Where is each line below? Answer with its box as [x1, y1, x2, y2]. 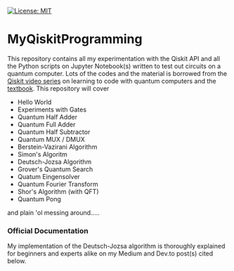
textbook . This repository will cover [7, 84, 110, 93]
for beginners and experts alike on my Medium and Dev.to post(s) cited [7, 249, 214, 258]
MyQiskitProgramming [7, 32, 143, 47]
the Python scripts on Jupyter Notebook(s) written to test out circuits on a [7, 62, 221, 70]
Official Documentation [7, 225, 89, 235]
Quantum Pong [17, 194, 62, 203]
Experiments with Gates [17, 105, 86, 114]
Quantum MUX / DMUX [17, 135, 86, 143]
